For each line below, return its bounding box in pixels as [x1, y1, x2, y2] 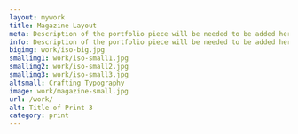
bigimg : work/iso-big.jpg [9, 46, 105, 55]
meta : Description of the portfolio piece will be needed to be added [9, 29, 276, 38]
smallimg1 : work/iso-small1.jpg [9, 54, 129, 63]
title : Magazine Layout [9, 21, 98, 30]
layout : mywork [9, 12, 66, 22]
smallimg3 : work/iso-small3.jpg [9, 71, 129, 79]
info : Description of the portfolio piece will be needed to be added [9, 37, 276, 47]
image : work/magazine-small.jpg [9, 86, 129, 95]
